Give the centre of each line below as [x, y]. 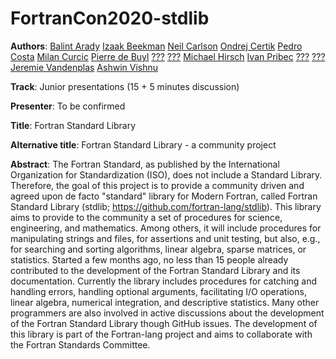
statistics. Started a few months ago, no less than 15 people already [149, 259]
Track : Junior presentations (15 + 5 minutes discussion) [125, 86]
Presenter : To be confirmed [68, 106]
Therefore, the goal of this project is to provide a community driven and [157, 185]
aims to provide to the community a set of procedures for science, [146, 217]
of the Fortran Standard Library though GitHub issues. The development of [164, 323]
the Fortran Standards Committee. [80, 344]
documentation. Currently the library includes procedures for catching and [164, 281]
